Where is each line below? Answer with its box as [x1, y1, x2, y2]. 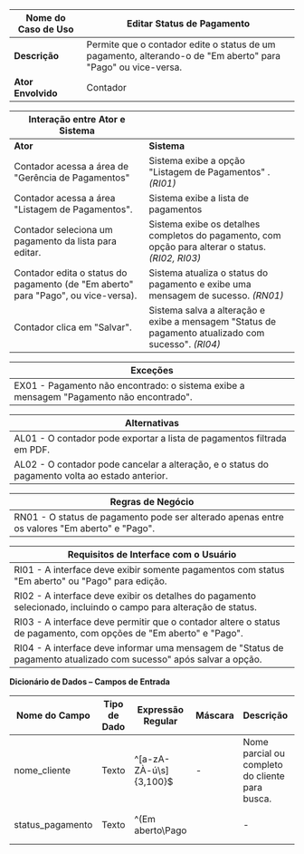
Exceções [130, 364, 174, 376]
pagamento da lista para [14, 235, 118, 247]
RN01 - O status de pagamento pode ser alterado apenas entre [14, 511, 285, 523]
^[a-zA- [134, 752, 170, 765]
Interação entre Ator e [28, 113, 126, 125]
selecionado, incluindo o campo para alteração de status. [14, 601, 258, 613]
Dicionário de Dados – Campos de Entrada [9, 676, 170, 687]
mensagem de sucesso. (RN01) [148, 289, 284, 302]
